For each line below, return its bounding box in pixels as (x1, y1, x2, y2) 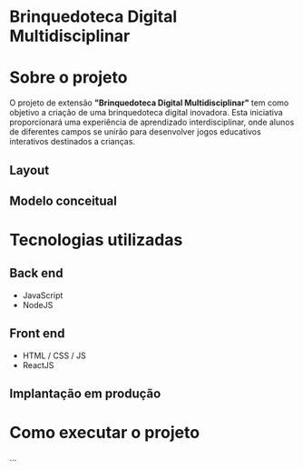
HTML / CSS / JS (22, 350, 86, 361)
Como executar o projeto (9, 423, 200, 443)
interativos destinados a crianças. (9, 136, 136, 147)
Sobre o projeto (9, 67, 128, 88)
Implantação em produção (9, 386, 161, 402)
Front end (9, 325, 65, 342)
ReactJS (22, 359, 54, 370)
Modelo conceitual (9, 193, 118, 208)
